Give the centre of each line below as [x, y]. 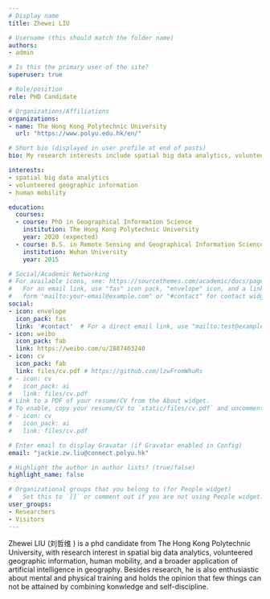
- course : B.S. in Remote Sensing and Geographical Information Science [140, 244]
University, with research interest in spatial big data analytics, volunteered [131, 552]
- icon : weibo [32, 334]
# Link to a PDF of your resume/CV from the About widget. [109, 401]
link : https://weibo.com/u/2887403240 [81, 349]
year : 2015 [41, 259]
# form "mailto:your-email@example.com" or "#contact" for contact [127, 297]
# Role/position [35, 89]
